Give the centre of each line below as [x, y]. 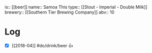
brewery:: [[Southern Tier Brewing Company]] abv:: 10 [60, 12]
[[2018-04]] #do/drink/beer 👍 [42, 45]
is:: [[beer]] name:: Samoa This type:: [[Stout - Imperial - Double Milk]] [76, 7]
